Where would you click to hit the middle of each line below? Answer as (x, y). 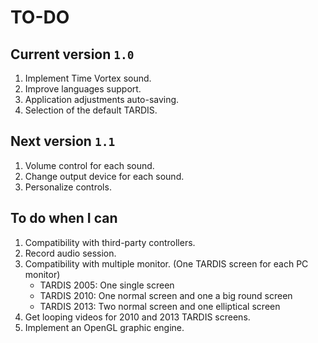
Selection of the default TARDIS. (91, 110)
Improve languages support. (83, 89)
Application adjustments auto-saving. (102, 99)
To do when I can (64, 218)
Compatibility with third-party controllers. (110, 242)
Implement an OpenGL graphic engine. (104, 327)
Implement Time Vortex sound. (88, 78)
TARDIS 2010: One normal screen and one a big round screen (166, 295)
